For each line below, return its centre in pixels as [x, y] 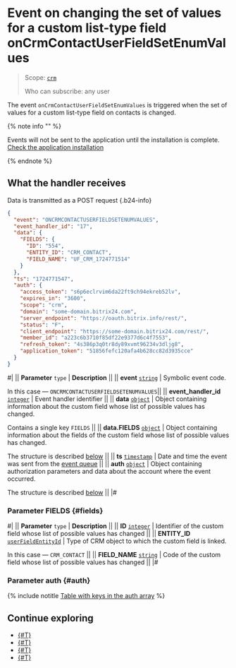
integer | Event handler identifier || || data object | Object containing [107, 399]
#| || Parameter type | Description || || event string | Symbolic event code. [117, 377]
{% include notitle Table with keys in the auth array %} [86, 596]
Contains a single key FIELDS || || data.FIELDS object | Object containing [112, 427]
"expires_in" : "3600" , [53, 299]
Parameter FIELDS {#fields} [55, 511]
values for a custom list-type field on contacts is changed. [92, 112]
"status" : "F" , [42, 325]
